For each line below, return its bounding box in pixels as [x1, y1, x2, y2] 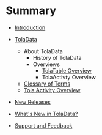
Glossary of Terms [23, 80, 71, 87]
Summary [5, 4, 56, 18]
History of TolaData [32, 54, 82, 61]
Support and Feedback [14, 122, 73, 129]
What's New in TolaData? [14, 110, 78, 117]
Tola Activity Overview [23, 86, 81, 93]
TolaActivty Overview [42, 73, 96, 81]
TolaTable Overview [42, 67, 92, 74]
